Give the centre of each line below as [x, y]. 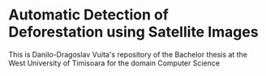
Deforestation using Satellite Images [133, 32]
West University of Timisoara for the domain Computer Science [114, 63]
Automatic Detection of [88, 15]
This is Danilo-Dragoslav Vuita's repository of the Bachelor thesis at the [128, 54]
